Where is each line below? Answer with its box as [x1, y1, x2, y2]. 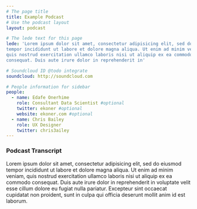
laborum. [6, 197, 28, 204]
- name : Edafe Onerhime [11, 95, 69, 101]
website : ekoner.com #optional [16, 111, 93, 117]
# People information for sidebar [6, 84, 91, 90]
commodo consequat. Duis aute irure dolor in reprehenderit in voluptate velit [6, 179, 191, 186]
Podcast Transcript [6, 147, 62, 155]
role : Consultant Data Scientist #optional [16, 100, 125, 106]
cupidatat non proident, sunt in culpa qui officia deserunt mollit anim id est [6, 191, 186, 198]
